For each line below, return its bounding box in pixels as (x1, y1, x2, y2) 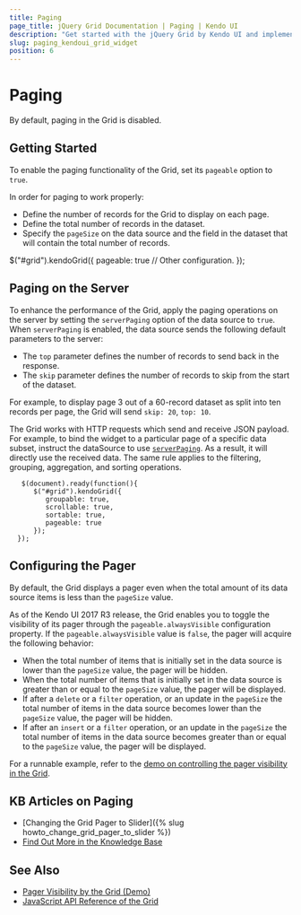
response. (21, 360, 60, 370)
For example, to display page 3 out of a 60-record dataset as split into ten (9, 396, 281, 407)
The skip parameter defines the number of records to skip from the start (21, 370, 290, 380)
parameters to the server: (9, 333, 104, 344)
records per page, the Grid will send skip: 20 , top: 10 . (9, 405, 211, 417)
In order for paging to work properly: (9, 191, 145, 202)
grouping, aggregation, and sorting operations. (9, 461, 182, 472)
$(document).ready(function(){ (21, 479, 139, 488)
